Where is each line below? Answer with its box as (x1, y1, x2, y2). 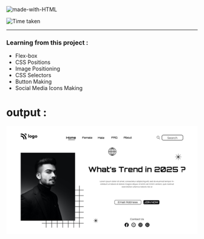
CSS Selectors (15, 72, 52, 79)
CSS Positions (15, 58, 50, 66)
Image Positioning (15, 65, 61, 72)
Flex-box (15, 52, 38, 60)
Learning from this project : (6, 38, 89, 47)
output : (6, 106, 47, 120)
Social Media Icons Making (15, 85, 83, 92)
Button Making (15, 78, 52, 85)
